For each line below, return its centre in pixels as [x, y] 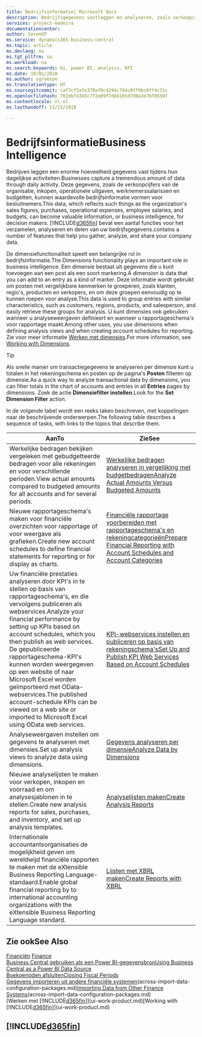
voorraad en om [32, 790]
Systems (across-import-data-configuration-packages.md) [79, 994]
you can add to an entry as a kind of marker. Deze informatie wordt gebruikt [100, 280]
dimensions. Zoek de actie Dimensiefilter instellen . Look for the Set [90, 393]
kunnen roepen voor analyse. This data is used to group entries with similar [99, 299]
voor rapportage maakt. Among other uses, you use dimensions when [92, 325]
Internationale [29, 837]
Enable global [58, 883]
